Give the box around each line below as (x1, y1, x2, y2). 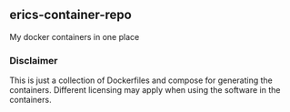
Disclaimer (9, 54, 58, 66)
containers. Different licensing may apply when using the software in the (9, 85, 281, 96)
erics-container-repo (9, 7, 132, 23)
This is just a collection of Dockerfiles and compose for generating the (9, 75, 273, 86)
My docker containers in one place (9, 31, 140, 42)
